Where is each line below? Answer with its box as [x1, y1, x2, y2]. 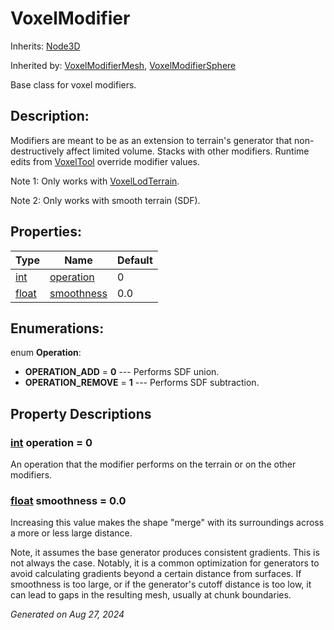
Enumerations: [10, 320, 105, 337]
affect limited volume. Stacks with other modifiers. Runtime [66, 145, 310, 157]
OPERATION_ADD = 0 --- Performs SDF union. [24, 366, 220, 378]
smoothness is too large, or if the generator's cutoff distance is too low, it [10, 578, 312, 591]
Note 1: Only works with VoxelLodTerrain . [10, 175, 180, 187]
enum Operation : [10, 347, 82, 359]
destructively [10, 145, 65, 157]
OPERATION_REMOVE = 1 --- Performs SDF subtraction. [24, 377, 260, 389]
